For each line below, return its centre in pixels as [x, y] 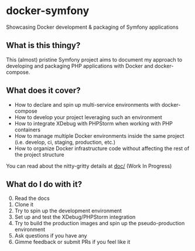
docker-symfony [48, 11]
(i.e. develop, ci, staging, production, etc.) [65, 142]
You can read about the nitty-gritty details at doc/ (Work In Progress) [89, 166]
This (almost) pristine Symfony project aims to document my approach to [94, 59]
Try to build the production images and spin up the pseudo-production [100, 223]
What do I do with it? [44, 184]
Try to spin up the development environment [68, 211]
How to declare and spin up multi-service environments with [87, 104]
